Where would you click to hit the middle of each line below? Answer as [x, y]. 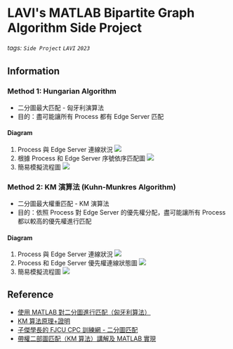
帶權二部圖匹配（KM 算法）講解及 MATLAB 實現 [87, 338]
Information [34, 71]
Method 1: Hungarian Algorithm [62, 91]
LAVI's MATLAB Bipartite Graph [101, 13]
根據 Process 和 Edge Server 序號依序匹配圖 [81, 158]
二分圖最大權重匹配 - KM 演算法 [64, 204]
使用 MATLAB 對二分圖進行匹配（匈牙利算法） [84, 312]
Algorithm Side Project [75, 28]
